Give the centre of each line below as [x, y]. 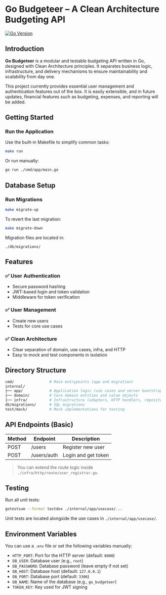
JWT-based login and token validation [51, 292]
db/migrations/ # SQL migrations [45, 405]
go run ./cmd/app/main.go [32, 170]
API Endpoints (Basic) [39, 425]
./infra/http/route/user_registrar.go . [58, 472]
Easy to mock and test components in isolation [60, 355]
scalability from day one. [30, 76]
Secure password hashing [39, 287]
